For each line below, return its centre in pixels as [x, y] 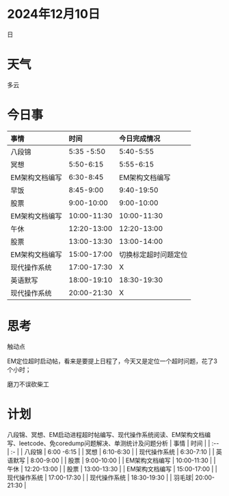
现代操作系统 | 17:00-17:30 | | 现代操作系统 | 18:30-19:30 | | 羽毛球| [100, 478]
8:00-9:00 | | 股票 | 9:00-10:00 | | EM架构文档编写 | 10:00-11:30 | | [123, 460]
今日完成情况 [140, 138]
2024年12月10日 [54, 14]
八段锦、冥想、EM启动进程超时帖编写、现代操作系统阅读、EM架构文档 [106, 434]
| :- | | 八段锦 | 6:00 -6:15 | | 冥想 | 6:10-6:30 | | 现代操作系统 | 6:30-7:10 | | [111, 451]
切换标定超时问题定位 [153, 254]
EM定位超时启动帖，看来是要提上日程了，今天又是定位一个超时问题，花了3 [112, 361]
